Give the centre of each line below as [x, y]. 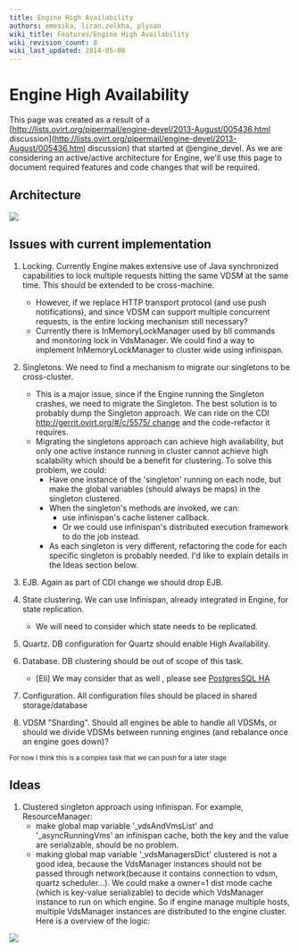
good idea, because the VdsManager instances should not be [149, 864]
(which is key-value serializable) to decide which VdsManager [149, 892]
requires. [52, 432]
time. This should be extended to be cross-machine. [118, 285]
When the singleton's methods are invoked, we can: [144, 508]
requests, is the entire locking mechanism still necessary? [141, 321]
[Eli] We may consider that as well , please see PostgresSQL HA [153, 678]
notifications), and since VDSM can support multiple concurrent [153, 312]
